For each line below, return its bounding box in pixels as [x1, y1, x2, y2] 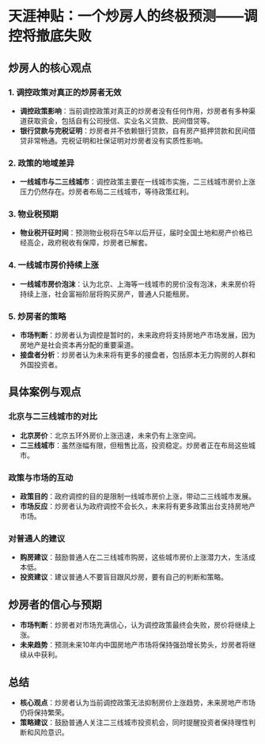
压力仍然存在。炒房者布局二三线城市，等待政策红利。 [19, 187, 194, 196]
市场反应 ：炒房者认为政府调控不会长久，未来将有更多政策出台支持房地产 [19, 502, 256, 511]
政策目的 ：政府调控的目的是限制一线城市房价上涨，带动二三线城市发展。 [19, 492, 256, 501]
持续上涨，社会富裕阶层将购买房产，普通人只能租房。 [19, 289, 194, 298]
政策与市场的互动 [8, 472, 74, 483]
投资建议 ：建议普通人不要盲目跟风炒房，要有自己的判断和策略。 [19, 572, 228, 582]
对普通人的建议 [8, 533, 66, 544]
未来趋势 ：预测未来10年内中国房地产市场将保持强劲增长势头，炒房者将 [19, 640, 249, 650]
